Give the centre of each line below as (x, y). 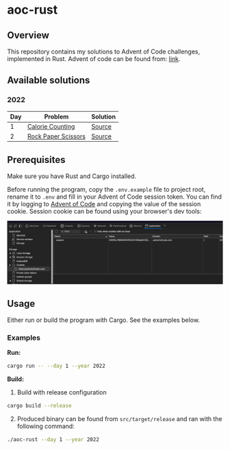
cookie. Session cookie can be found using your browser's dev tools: (104, 211)
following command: (46, 426)
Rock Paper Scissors (56, 136)
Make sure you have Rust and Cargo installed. (72, 176)
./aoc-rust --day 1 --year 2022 (53, 440)
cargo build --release (39, 406)
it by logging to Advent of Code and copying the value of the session (104, 204)
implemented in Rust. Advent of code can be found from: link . (94, 59)
